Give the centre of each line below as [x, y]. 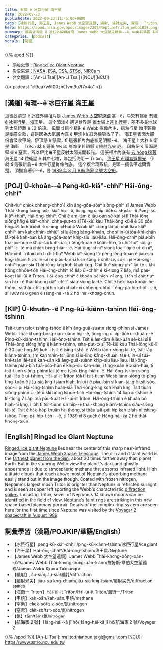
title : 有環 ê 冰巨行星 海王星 [33, 9]
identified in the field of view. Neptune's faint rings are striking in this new [79, 500]
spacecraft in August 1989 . [32, 515]
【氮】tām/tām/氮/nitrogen [39, 616]
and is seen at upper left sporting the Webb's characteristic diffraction [75, 489]
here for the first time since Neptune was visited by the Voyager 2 [71, 510]
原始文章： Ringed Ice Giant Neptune [48, 65]
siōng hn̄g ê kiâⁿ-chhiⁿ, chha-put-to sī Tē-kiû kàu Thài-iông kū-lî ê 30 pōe [79, 221]
